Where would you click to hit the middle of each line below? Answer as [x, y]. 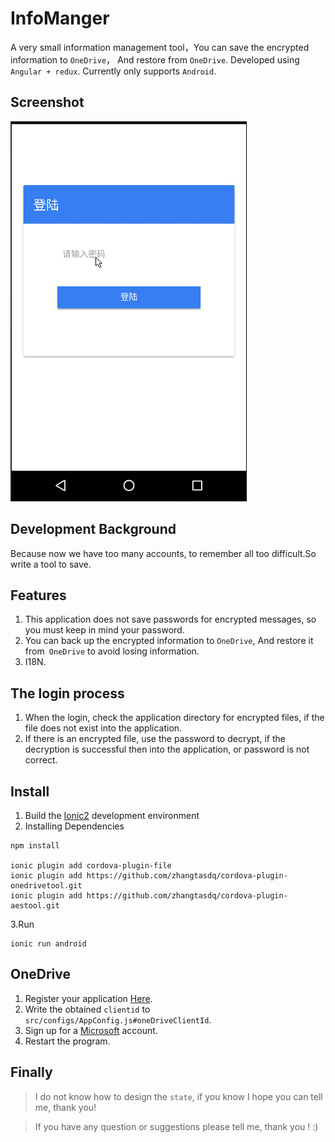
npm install [35, 846]
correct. [41, 760]
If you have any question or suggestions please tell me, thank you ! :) [176, 1126]
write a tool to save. [51, 564]
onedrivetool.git [46, 886]
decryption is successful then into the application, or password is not [167, 749]
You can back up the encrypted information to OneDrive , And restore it [169, 641]
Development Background [93, 529]
